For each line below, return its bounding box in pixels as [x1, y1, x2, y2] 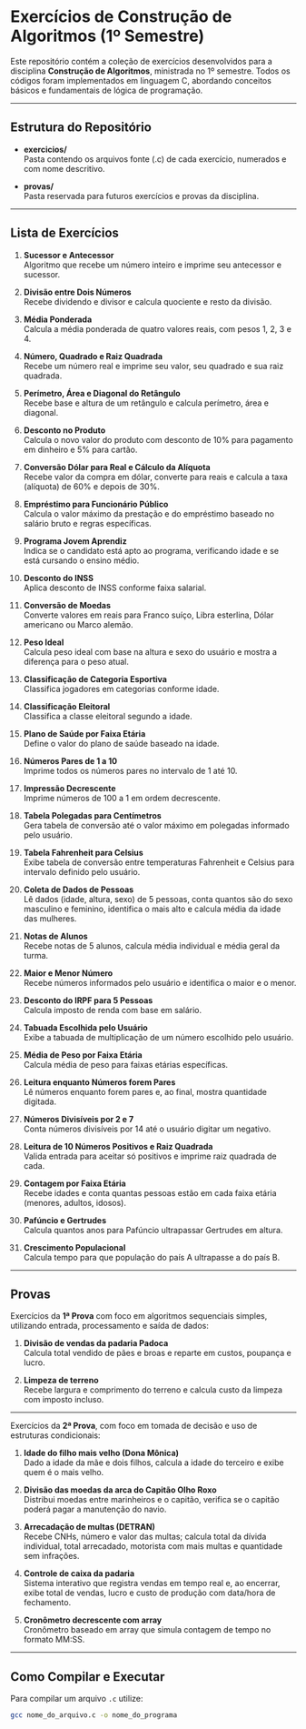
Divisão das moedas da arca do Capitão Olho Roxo [23, 1484, 217, 1495]
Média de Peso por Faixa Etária [23, 1049, 143, 1061]
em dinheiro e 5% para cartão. [23, 444, 138, 455]
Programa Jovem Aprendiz [23, 535, 127, 547]
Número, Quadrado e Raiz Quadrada [23, 350, 163, 361]
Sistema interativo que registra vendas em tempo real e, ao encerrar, [23, 1578, 281, 1589]
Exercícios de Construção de [10, 6, 232, 27]
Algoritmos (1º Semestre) [10, 25, 205, 46]
